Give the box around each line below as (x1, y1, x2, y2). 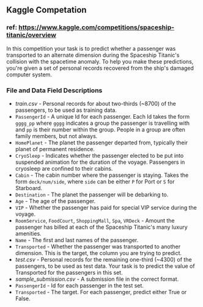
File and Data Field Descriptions (6, 86, 103, 94)
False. (15, 295, 31, 302)
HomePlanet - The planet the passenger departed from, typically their (15, 139, 188, 146)
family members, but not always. (15, 132, 98, 139)
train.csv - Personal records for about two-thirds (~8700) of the (15, 100, 176, 107)
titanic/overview (6, 31, 57, 39)
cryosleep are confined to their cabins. (15, 165, 113, 172)
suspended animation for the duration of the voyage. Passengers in (15, 158, 185, 166)
